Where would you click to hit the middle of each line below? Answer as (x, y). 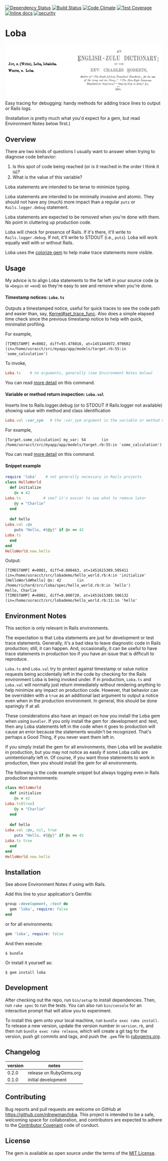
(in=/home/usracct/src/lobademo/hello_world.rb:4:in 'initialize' (76, 575)
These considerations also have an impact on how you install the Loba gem (83, 716)
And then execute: (24, 943)
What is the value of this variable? (47, 177)
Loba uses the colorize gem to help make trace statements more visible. (79, 252)
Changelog (23, 1052)
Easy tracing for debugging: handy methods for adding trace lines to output (83, 103)
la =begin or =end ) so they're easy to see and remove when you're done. (79, 286)
